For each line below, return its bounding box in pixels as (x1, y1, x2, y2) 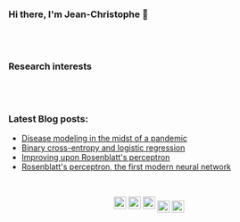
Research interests (8, 60, 93, 73)
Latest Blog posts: (8, 112, 88, 124)
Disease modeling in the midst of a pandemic (21, 132, 188, 143)
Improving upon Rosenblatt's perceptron (21, 151, 170, 162)
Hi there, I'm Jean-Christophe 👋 (8, 8, 149, 21)
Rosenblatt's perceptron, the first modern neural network (21, 161, 232, 172)
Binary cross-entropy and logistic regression (21, 142, 186, 153)
